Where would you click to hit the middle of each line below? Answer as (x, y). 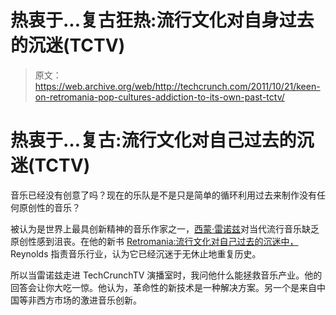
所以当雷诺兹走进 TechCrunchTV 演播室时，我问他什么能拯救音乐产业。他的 (166, 275)
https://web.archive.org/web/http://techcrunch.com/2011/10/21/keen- (177, 86)
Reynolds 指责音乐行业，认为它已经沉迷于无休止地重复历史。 (136, 253)
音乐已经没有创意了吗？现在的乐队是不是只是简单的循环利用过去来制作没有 (163, 195)
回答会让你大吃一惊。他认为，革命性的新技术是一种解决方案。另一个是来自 (163, 287)
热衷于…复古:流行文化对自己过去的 (153, 140)
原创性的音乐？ (49, 207)
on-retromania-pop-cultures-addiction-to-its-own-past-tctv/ (159, 97)
